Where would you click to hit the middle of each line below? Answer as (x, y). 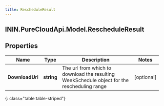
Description (96, 60)
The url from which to (87, 68)
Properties (21, 46)
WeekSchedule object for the (96, 80)
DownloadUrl (23, 77)
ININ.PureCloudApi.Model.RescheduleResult (75, 30)
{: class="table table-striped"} (35, 98)
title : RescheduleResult (30, 10)
